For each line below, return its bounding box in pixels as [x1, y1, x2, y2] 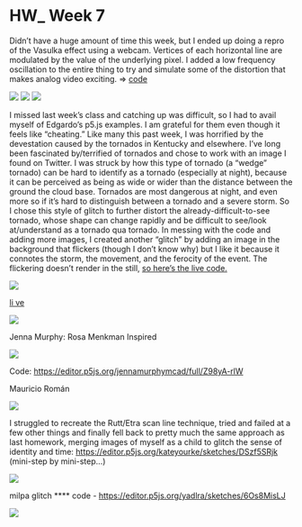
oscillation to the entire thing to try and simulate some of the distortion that [9, 64, 286, 75]
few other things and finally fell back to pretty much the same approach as [9, 427, 285, 438]
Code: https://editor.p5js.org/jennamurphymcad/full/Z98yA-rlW [9, 366, 244, 377]
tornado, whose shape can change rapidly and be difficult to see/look [9, 214, 267, 225]
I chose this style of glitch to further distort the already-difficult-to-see [9, 204, 271, 216]
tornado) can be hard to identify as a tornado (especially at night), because [9, 167, 288, 177]
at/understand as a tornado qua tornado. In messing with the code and [9, 224, 271, 235]
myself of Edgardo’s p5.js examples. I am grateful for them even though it [9, 119, 280, 130]
